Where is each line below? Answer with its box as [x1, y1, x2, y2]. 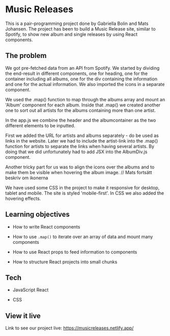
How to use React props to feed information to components [12, 248, 137, 255]
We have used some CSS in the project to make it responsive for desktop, [5, 184, 160, 190]
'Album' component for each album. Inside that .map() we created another [5, 102, 161, 108]
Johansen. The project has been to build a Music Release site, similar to [5, 25, 156, 32]
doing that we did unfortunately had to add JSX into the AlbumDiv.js [5, 149, 148, 155]
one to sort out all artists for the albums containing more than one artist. [5, 107, 156, 113]
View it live [5, 312, 41, 320]
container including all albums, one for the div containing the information [5, 75, 158, 82]
